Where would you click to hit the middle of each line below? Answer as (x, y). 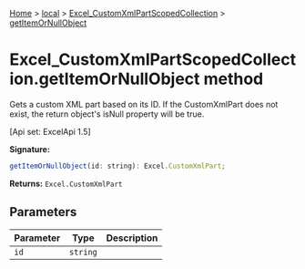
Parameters (43, 212)
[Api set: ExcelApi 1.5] (50, 131)
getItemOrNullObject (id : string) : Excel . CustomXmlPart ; (117, 166)
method (234, 79)
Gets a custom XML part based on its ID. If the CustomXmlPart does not (144, 104)
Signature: (30, 149)
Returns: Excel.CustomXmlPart (66, 183)
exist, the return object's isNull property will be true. (107, 114)
